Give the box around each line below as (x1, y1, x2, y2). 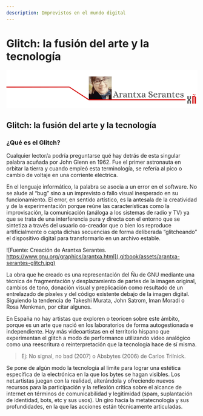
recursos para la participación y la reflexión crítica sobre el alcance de (6, 384, 182, 391)
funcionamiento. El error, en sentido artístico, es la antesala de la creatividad (6, 196, 198, 203)
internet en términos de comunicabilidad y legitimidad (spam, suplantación (6, 390, 193, 397)
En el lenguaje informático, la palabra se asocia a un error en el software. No (6, 183, 198, 190)
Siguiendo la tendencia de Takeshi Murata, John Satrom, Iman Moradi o (6, 297, 185, 304)
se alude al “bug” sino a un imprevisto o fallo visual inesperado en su (6, 190, 179, 197)
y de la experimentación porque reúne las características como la (6, 203, 170, 210)
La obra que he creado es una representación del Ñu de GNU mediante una (6, 271, 195, 278)
